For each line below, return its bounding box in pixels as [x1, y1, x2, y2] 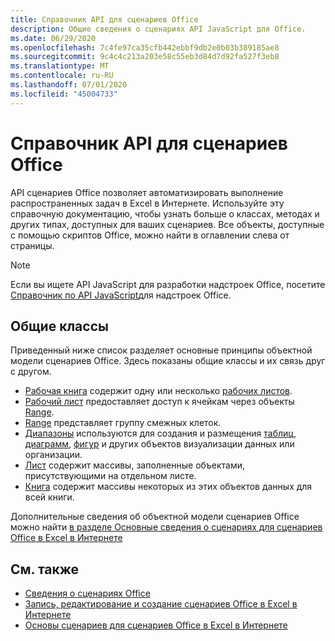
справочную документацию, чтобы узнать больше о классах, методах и [10, 207, 320, 220]
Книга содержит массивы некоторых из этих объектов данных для [24, 481, 313, 493]
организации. [24, 449, 83, 461]
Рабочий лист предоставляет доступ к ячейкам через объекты [24, 396, 295, 408]
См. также [10, 561, 80, 578]
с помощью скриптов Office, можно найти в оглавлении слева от [10, 229, 290, 241]
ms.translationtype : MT [10, 61, 110, 71]
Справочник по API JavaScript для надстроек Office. [10, 289, 232, 301]
